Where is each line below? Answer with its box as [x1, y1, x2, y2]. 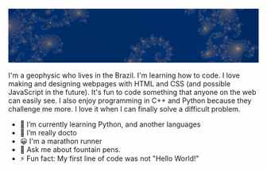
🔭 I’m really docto [19, 127, 77, 137]
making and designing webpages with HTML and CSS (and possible [8, 78, 231, 88]
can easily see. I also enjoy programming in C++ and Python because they [8, 96, 252, 105]
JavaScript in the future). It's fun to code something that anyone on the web [8, 87, 257, 97]
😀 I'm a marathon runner [19, 136, 103, 146]
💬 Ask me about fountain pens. [19, 144, 121, 154]
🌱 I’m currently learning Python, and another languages [19, 120, 201, 129]
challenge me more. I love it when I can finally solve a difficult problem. [8, 104, 241, 113]
